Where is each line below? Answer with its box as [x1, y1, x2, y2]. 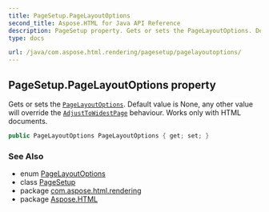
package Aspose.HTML [19, 194, 98, 204]
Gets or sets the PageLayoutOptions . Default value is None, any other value [8, 99, 254, 109]
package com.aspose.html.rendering [19, 186, 142, 196]
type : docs [8, 34, 45, 42]
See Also [8, 150, 44, 162]
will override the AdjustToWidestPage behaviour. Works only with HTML [8, 107, 242, 117]
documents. [8, 116, 48, 126]
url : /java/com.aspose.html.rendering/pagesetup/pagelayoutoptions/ [8, 49, 242, 57]
